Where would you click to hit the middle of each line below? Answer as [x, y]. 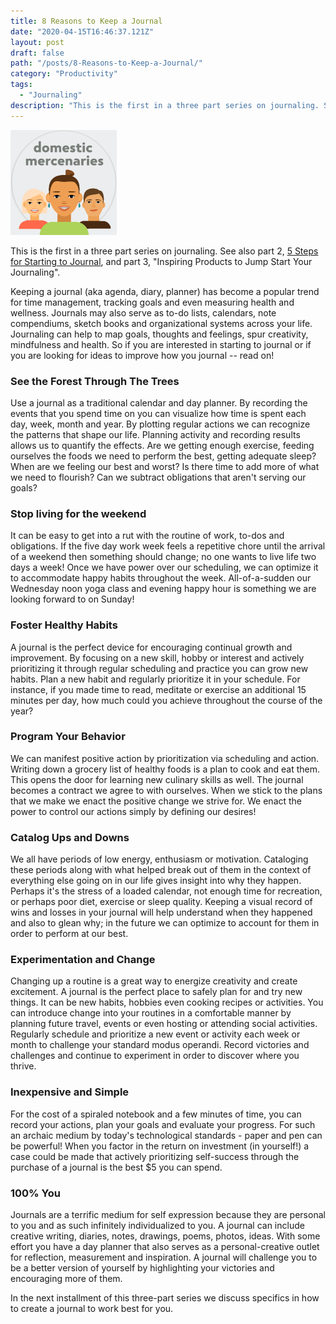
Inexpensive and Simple [70, 1092]
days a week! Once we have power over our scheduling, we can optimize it [164, 567]
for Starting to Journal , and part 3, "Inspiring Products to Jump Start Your [161, 261]
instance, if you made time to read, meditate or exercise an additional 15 [158, 689]
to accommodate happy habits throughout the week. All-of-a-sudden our [161, 578]
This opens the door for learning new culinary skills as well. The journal [157, 779]
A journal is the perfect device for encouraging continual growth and [151, 647]
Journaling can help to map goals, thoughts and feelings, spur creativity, [159, 334]
